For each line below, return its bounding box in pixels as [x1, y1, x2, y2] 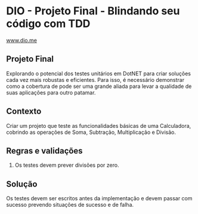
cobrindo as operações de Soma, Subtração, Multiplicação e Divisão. [6, 129, 177, 136]
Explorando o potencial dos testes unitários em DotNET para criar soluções [6, 70, 191, 77]
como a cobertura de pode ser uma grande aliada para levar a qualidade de [6, 82, 192, 90]
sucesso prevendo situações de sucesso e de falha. [6, 201, 134, 209]
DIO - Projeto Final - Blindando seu [6, 4, 180, 18]
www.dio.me [6, 36, 38, 44]
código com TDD [6, 17, 91, 30]
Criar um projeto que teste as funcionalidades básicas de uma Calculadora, [6, 122, 191, 129]
